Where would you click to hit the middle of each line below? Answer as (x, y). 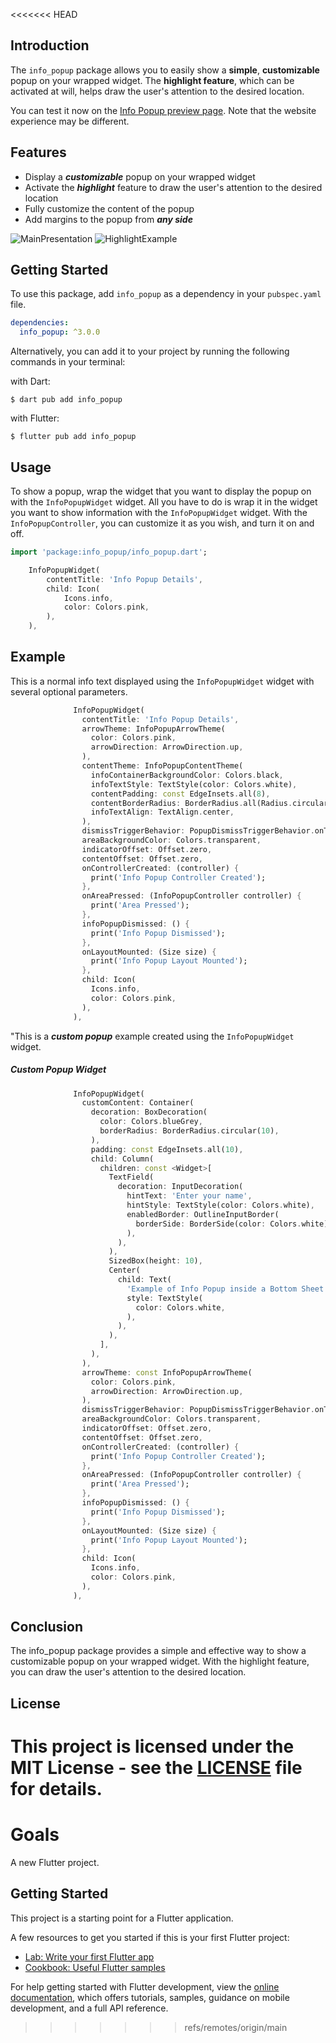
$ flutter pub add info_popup (73, 437)
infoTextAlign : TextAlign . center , (162, 812)
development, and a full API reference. (89, 2008)
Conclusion (47, 1627)
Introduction (50, 45)
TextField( (131, 1177)
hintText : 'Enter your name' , (189, 1196)
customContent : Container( (138, 1103)
